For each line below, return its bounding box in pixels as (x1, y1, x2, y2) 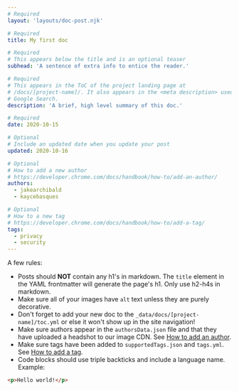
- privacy (14, 232, 43, 240)
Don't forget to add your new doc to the (17, 310, 134, 318)
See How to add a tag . (17, 348, 83, 356)
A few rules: (7, 259, 43, 267)
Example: (17, 363, 46, 372)
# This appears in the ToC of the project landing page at (7, 82, 186, 89)
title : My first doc (7, 36, 69, 43)
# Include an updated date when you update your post (7, 141, 171, 148)
